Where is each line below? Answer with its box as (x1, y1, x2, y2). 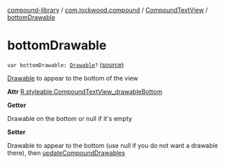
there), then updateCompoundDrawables (7, 149, 126, 157)
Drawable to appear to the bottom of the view (7, 74, 138, 82)
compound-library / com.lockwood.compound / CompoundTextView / (7, 6, 208, 14)
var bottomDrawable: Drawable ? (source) (7, 60, 124, 69)
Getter (7, 101, 27, 109)
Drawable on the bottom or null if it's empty (7, 114, 133, 122)
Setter (7, 128, 26, 136)
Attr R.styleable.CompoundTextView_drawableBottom (7, 87, 163, 96)
